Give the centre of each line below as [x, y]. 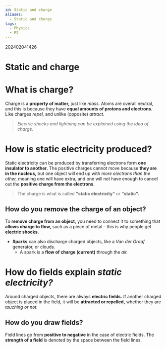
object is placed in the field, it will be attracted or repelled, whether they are [83, 302]
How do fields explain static [63, 272]
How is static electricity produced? [79, 149]
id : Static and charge [28, 10]
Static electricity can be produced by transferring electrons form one [76, 163]
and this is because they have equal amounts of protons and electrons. [79, 109]
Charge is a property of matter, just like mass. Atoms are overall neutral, [79, 104]
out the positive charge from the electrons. [50, 184]
